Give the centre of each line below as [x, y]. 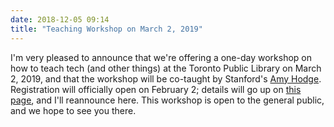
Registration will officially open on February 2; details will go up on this [156, 89]
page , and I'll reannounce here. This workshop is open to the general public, [167, 100]
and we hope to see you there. [73, 110]
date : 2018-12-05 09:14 [60, 19]
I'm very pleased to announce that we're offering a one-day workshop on [161, 57]
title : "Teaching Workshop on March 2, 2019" [106, 29]
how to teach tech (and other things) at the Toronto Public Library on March [166, 68]
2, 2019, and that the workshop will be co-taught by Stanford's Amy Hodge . [166, 78]
